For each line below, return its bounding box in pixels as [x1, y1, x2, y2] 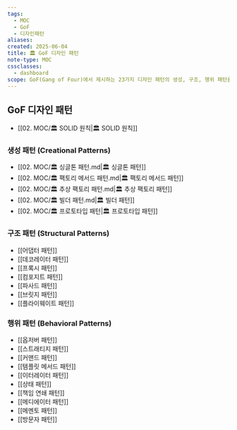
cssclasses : [7, 63, 42, 70]
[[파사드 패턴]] [17, 281, 58, 289]
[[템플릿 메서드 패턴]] [17, 362, 76, 371]
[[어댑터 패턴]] [17, 246, 58, 254]
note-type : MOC [7, 56, 52, 64]
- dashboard [13, 69, 49, 76]
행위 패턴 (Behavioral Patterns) [7, 318, 112, 328]
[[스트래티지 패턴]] [17, 345, 69, 353]
